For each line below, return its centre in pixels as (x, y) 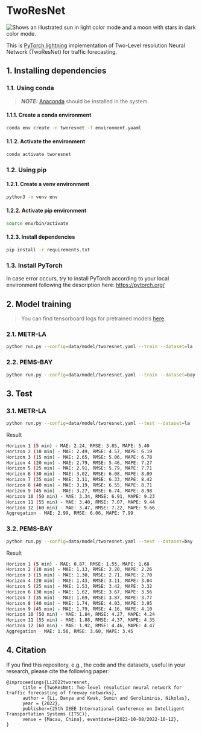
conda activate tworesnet (39, 154)
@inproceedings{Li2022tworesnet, (48, 682)
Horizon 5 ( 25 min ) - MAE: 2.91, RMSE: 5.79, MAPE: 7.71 (79, 468)
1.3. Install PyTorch (35, 265)
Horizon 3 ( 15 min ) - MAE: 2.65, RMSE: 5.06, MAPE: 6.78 (79, 457)
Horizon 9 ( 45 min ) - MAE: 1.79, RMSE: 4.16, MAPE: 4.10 (79, 609)
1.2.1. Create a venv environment (48, 184)
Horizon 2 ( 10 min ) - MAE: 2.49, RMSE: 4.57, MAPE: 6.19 (79, 451)
